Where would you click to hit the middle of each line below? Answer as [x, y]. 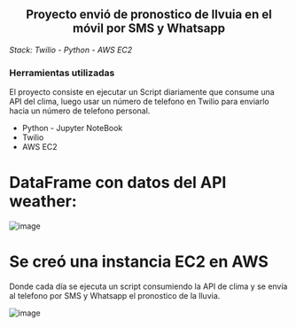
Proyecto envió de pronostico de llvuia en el [149, 15]
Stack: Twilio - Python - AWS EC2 [71, 50]
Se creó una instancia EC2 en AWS [139, 262]
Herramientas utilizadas [62, 73]
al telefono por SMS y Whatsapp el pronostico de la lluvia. [115, 295]
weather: [43, 202]
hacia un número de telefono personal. [80, 111]
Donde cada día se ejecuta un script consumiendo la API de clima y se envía [148, 286]
